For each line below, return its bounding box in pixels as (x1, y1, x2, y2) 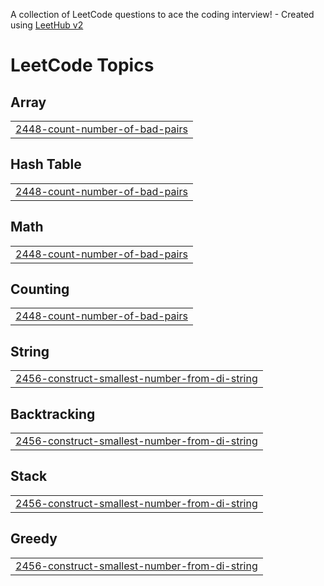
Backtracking (10, 405, 96, 423)
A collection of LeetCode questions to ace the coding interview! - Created (10, 9, 315, 20)
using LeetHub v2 (10, 19, 84, 31)
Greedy (10, 530, 58, 548)
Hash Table (10, 156, 82, 173)
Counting (10, 281, 70, 298)
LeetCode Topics (10, 54, 155, 77)
